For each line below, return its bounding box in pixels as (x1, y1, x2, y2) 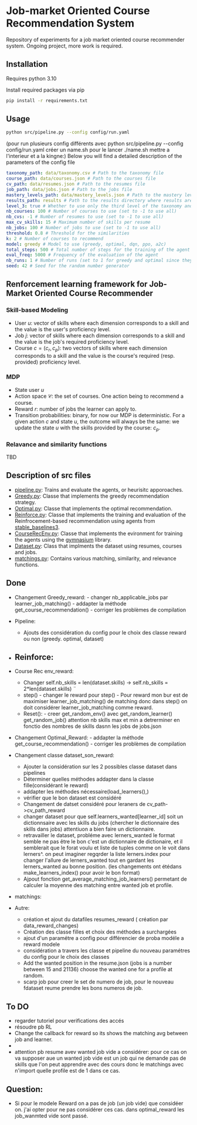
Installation (6, 59, 48, 69)
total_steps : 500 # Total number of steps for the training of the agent (6, 247, 191, 253)
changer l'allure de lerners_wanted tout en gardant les (23, 857, 154, 864)
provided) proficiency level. (14, 358, 81, 365)
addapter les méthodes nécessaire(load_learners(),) (23, 788, 150, 795)
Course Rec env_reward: (14, 668, 74, 675)
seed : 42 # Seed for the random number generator (6, 263, 130, 269)
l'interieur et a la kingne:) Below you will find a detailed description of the (6, 153, 182, 160)
